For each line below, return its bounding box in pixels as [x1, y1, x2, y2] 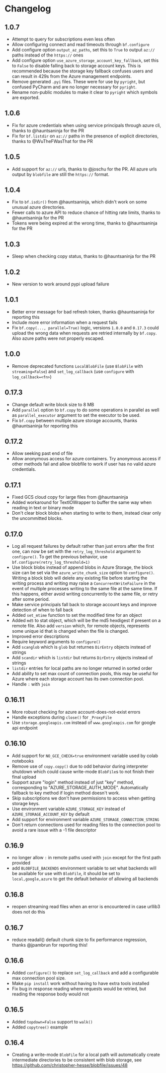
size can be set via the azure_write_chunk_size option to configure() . [11, 569, 155, 575]
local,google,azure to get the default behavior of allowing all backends [11, 876, 159, 882]
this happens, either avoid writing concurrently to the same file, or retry [11, 591, 158, 597]
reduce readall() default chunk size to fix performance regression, [11, 937, 147, 943]
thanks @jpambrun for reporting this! [11, 942, 88, 948]
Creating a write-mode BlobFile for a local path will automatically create [11, 1052, 160, 1058]
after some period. [11, 596, 50, 602]
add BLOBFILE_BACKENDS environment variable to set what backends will [11, 865, 157, 871]
